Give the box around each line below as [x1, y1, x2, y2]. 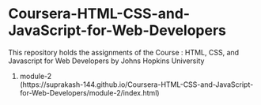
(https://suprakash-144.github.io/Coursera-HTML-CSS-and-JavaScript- [19, 80, 254, 89]
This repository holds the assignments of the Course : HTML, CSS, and [8, 47, 240, 57]
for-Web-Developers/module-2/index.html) [19, 88, 160, 97]
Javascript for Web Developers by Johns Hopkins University [8, 56, 205, 66]
